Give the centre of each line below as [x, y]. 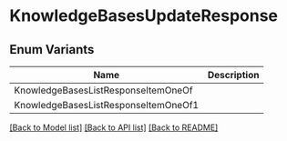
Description [233, 75]
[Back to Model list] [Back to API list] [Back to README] [114, 127]
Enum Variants [52, 50]
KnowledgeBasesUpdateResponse [144, 16]
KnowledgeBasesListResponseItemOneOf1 [106, 105]
